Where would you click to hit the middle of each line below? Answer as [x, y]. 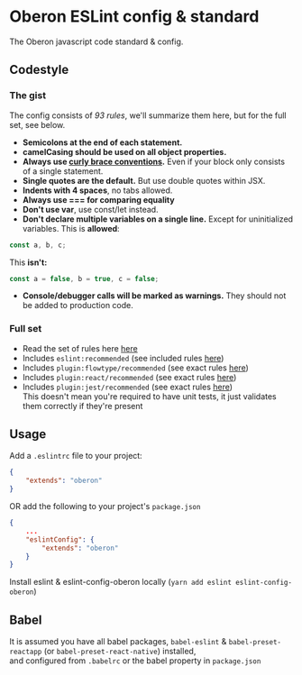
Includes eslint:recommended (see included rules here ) [123, 358]
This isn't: [28, 262]
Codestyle [39, 70]
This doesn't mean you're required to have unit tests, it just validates [149, 396]
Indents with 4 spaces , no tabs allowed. [97, 190]
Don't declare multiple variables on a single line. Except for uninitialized [158, 219]
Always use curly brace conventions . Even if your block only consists [154, 161]
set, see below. [37, 124]
